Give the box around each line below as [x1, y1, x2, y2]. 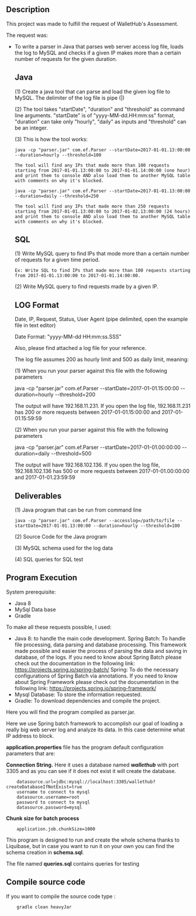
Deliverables [14, 491, 62, 500]
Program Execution [6, 573, 78, 583]
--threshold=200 [54, 391, 95, 398]
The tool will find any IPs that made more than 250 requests [14, 203, 170, 209]
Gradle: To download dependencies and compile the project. [14, 697, 161, 704]
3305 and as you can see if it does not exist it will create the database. [6, 767, 177, 774]
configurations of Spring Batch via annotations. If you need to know [14, 672, 178, 679]
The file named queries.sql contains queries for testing [6, 860, 139, 867]
